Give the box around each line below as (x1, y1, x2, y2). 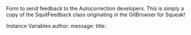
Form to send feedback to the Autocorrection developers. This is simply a (6, 5, 184, 12)
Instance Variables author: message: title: (6, 23, 106, 29)
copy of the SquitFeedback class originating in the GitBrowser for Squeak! (6, 11, 186, 18)
